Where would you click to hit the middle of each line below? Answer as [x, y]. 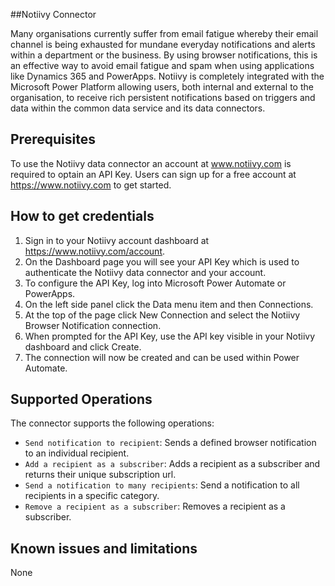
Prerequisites [53, 139]
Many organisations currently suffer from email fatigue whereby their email [164, 33]
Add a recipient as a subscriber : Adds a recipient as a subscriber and [172, 464]
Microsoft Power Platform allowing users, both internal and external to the [162, 87]
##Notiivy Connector [53, 14]
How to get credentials [82, 216]
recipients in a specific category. [92, 496]
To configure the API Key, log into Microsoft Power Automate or [155, 283]
